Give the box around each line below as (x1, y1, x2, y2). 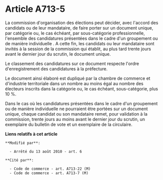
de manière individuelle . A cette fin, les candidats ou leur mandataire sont (5, 40, 155, 46)
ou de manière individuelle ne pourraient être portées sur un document (5, 106, 148, 112)
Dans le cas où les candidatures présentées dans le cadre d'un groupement (5, 100, 158, 106)
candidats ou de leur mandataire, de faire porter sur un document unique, (5, 25, 153, 30)
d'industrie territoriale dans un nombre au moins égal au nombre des (5, 80, 143, 87)
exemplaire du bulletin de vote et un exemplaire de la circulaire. (5, 121, 133, 127)
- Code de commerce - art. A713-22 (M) (9, 166, 91, 171)
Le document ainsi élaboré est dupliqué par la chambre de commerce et (5, 75, 151, 81)
